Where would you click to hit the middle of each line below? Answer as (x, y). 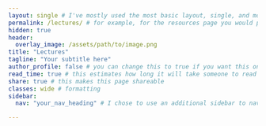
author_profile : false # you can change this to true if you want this (129, 67)
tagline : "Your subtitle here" (60, 60)
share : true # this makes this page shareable (86, 81)
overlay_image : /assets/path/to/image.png (86, 45)
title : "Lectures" (38, 52)
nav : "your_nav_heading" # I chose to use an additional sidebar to (131, 103)
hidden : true (30, 30)
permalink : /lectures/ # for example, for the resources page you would (131, 23)
